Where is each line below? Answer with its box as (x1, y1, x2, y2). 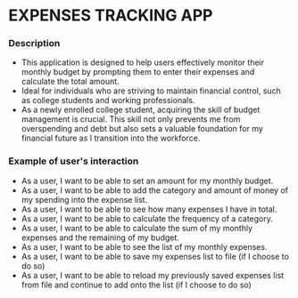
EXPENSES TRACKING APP (8, 5, 213, 26)
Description (8, 37, 61, 50)
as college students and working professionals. (21, 95, 195, 106)
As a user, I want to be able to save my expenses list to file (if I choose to (21, 251, 289, 262)
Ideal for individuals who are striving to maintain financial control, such (21, 85, 282, 96)
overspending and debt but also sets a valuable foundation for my (21, 124, 264, 134)
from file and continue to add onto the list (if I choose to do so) (21, 279, 252, 290)
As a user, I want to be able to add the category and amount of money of (21, 184, 289, 196)
